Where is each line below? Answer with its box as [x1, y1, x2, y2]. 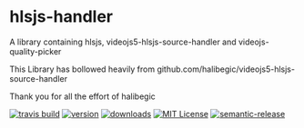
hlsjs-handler [9, 6, 114, 27]
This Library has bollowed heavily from [9, 64, 156, 74]
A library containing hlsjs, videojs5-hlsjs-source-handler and [9, 36, 237, 47]
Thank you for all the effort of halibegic [9, 91, 157, 102]
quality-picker [9, 45, 62, 56]
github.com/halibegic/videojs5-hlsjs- [157, 64, 296, 74]
